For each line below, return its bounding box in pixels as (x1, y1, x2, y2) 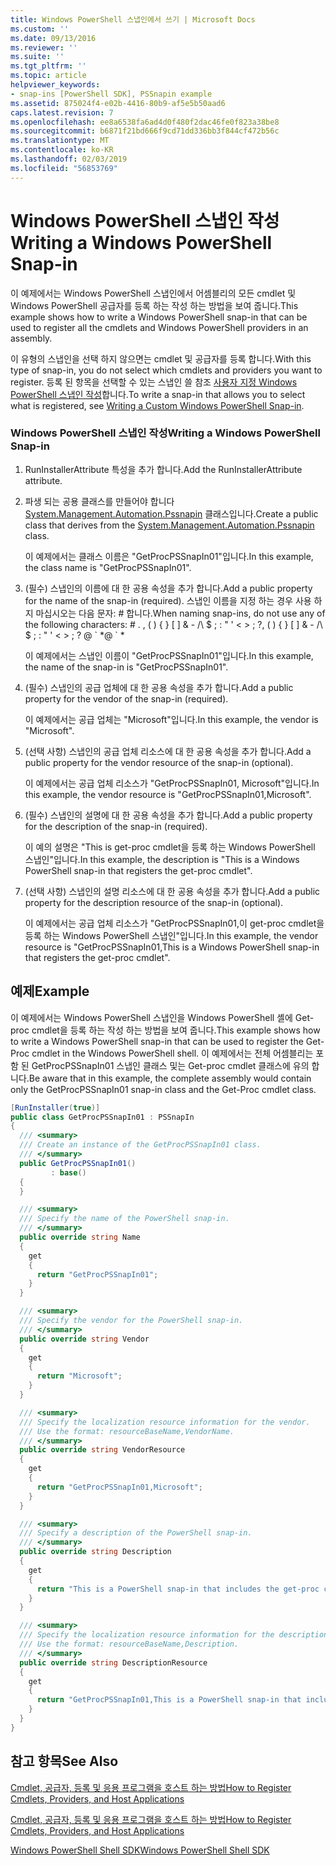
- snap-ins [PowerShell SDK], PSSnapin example (10, 89, 213, 99)
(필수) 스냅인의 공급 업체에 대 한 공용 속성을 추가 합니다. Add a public (24, 681, 294, 693)
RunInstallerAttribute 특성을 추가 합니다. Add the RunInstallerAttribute (24, 463, 303, 475)
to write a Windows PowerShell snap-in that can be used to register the (10, 1035, 304, 1047)
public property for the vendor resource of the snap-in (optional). (24, 756, 294, 768)
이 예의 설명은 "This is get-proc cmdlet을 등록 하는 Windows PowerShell (24, 841, 316, 853)
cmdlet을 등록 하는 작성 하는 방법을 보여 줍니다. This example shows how (31, 1024, 321, 1036)
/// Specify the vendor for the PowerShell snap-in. (19, 1316, 244, 1326)
